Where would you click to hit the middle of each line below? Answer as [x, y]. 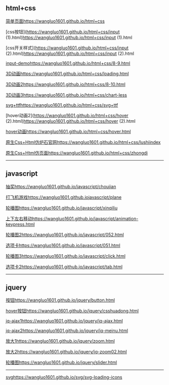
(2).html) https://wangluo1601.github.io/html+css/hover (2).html [71, 121]
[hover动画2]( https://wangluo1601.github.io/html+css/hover [67, 115]
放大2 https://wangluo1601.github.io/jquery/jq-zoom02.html [66, 352]
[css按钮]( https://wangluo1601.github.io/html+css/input [63, 32]
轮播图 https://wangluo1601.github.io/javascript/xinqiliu [62, 208]
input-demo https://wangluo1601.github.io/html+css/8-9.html [68, 63]
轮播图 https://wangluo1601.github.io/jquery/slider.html [61, 362]
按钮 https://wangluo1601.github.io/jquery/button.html [60, 300]
